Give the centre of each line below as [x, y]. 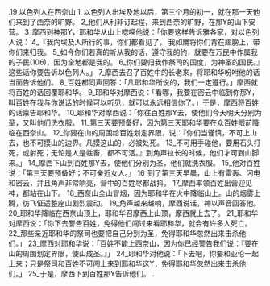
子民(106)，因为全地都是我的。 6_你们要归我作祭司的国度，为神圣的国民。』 [137, 62]
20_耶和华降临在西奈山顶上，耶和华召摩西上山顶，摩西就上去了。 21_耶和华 [133, 213]
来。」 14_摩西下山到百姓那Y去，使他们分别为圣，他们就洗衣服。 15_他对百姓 [134, 163]
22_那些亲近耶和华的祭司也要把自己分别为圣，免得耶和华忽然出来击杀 [124, 233]
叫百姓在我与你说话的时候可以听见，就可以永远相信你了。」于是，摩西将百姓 [134, 102]
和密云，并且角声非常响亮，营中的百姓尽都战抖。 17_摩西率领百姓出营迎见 [130, 183]
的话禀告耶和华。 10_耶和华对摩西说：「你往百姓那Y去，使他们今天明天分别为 [135, 112]
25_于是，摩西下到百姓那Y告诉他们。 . [91, 274]
